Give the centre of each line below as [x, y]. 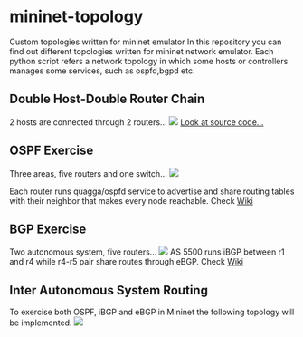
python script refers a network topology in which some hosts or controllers [149, 61]
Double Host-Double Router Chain [107, 99]
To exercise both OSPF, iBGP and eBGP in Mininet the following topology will [152, 312]
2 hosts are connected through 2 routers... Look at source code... [137, 122]
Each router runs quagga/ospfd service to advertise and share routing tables [152, 191]
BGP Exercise [48, 229]
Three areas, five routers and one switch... [88, 173]
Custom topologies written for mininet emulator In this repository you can [146, 42]
